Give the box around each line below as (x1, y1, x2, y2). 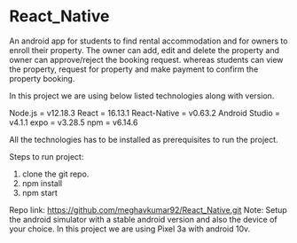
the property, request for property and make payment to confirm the (9, 64, 259, 74)
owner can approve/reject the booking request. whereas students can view (9, 54, 284, 65)
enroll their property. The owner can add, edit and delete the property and (9, 44, 280, 55)
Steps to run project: (9, 151, 84, 161)
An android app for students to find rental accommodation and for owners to (9, 35, 288, 46)
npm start (21, 187, 58, 198)
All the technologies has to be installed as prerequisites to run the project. (9, 134, 278, 145)
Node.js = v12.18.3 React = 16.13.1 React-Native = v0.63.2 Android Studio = (9, 107, 281, 118)
